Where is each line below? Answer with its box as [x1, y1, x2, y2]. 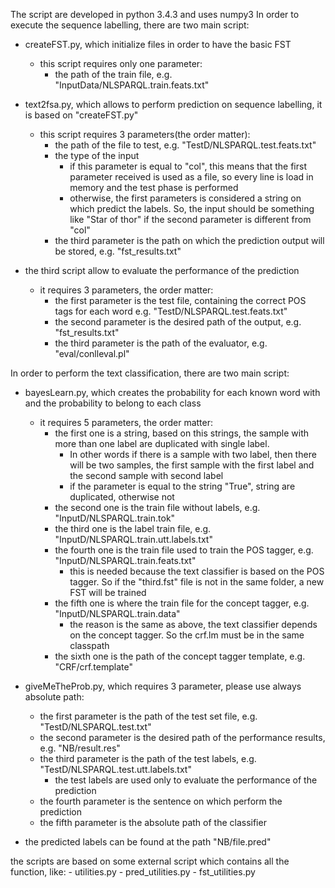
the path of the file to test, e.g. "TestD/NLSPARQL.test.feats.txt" [54, 139, 317, 151]
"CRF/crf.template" [54, 661, 133, 673]
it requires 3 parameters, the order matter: [39, 284, 214, 296]
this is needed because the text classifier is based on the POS [69, 565, 325, 577]
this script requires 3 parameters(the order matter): [39, 129, 251, 140]
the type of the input [54, 150, 140, 161]
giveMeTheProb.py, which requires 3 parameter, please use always [24, 680, 302, 692]
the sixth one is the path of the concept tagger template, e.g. [54, 650, 306, 662]
